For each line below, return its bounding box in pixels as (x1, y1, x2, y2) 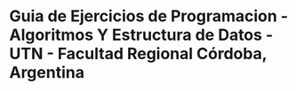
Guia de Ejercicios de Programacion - (9, 6, 289, 27)
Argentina (9, 63, 84, 83)
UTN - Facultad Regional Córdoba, (9, 44, 268, 64)
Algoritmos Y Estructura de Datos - (9, 25, 274, 45)
